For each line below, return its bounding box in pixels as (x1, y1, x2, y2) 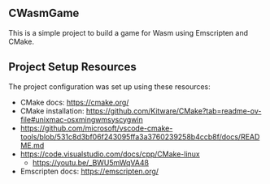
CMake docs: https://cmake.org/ (20, 97, 129, 107)
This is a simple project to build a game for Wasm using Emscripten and (8, 28, 248, 37)
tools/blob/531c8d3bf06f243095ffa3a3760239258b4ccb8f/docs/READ (20, 131, 260, 141)
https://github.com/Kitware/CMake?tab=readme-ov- (85, 105, 262, 116)
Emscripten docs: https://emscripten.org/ (20, 166, 159, 176)
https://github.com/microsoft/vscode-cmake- (20, 123, 173, 133)
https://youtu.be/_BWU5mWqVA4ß (32, 157, 149, 167)
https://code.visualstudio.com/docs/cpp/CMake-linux (20, 149, 201, 159)
